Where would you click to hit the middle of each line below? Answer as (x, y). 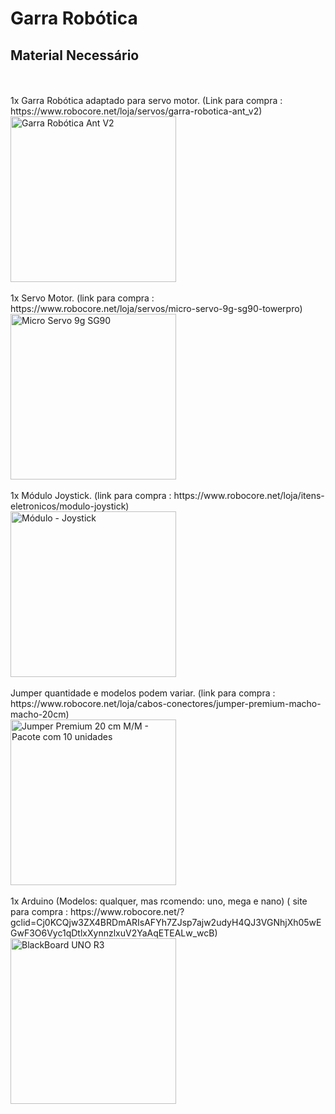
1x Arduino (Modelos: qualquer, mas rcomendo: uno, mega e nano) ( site (159, 901)
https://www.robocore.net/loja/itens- (249, 495)
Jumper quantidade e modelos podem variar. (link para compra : (143, 693)
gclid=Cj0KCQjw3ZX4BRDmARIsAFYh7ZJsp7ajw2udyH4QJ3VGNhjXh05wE (166, 922)
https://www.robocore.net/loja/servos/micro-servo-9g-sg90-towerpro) (156, 308)
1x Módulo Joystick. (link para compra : (91, 495)
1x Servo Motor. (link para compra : (82, 298)
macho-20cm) (40, 714)
